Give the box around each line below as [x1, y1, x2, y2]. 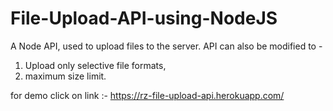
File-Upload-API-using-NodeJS [10, 7, 278, 30]
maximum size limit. [24, 70, 107, 82]
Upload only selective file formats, [24, 59, 167, 71]
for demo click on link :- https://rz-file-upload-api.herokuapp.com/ [10, 89, 285, 101]
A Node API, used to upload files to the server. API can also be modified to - [10, 40, 323, 52]
